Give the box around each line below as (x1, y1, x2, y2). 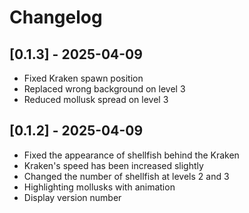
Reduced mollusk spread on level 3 (23, 94, 169, 105)
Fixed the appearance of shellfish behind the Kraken (23, 149, 240, 161)
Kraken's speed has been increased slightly (23, 159, 204, 171)
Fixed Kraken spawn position (23, 72, 144, 84)
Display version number (23, 191, 122, 203)
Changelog (9, 6, 103, 29)
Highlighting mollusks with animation (23, 181, 176, 193)
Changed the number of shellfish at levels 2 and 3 (23, 170, 230, 182)
